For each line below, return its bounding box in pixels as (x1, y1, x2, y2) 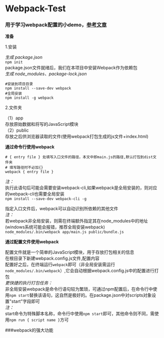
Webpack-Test (5, 3, 66, 14)
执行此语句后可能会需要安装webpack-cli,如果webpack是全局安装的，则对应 (5, 185, 157, 191)
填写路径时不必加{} (9, 165, 43, 170)
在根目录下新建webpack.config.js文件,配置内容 (5, 255, 100, 261)
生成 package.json (5, 55, 43, 60)
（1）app (5, 115, 24, 121)
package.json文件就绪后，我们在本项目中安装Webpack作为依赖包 (5, 65, 137, 71)
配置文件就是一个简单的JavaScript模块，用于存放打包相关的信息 (5, 249, 135, 255)
